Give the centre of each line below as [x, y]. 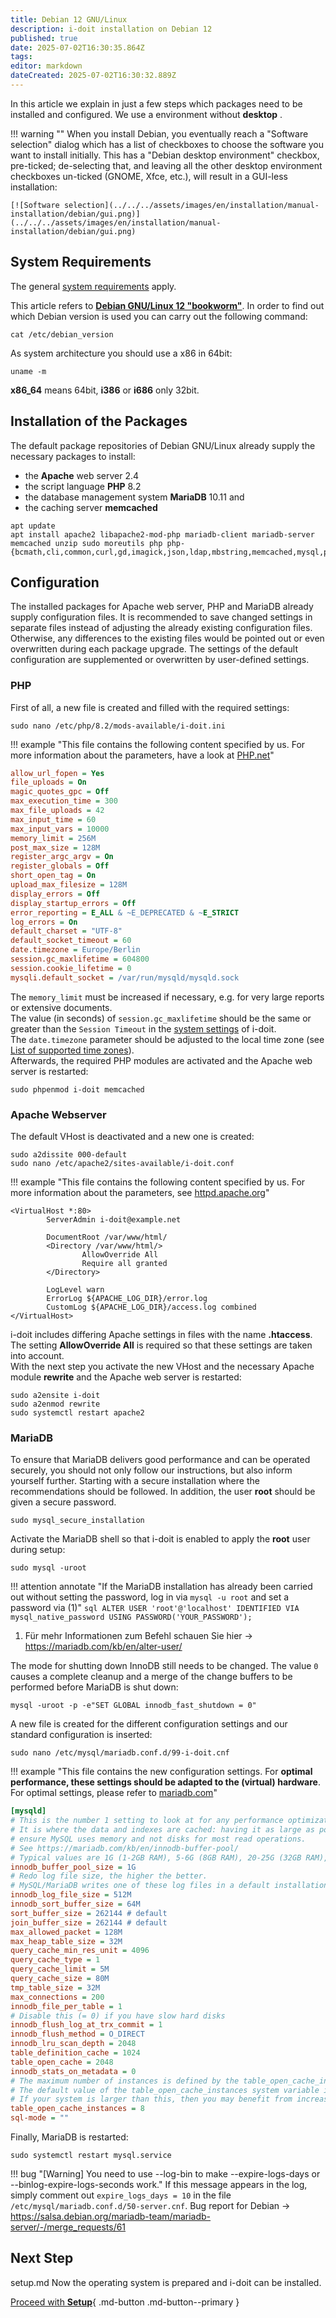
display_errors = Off [55, 894]
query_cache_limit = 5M [60, 1969]
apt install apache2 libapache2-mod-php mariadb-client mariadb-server [162, 534]
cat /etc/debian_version [62, 334]
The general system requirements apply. [93, 286]
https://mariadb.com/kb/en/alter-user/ [103, 1647]
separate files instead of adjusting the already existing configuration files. [161, 628]
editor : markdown [46, 66]
